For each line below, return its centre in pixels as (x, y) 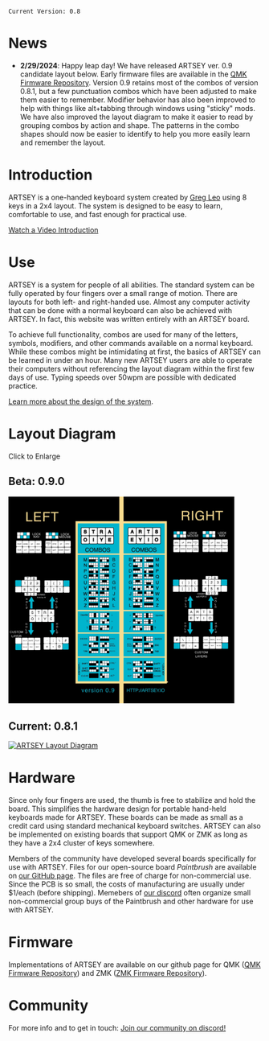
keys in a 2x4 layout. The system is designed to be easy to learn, (116, 206)
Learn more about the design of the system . (81, 401)
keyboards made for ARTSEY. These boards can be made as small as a (126, 817)
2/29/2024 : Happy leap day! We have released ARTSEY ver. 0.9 (126, 65)
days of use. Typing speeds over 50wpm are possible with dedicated (122, 377)
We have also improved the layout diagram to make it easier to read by (137, 117)
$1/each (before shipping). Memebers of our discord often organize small (130, 893)
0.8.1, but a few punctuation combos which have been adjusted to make (138, 91)
